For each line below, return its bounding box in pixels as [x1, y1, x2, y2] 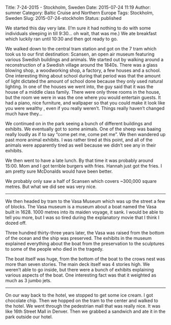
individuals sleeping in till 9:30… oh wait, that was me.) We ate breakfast [5, 31, 157, 36]
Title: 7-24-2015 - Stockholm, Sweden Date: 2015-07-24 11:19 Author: [5, 5, 151, 10]
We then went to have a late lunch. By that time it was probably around [5, 157, 154, 164]
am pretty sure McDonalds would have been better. [5, 168, 113, 174]
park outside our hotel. [5, 314, 53, 320]
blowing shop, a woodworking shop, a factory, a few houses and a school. [5, 67, 161, 73]
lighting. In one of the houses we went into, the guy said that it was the [5, 84, 154, 90]
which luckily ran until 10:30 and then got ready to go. [5, 36, 118, 42]
